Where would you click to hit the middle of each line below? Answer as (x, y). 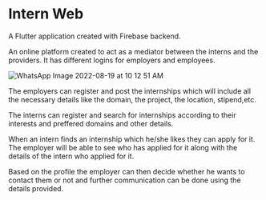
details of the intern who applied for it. (71, 156)
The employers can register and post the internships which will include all (129, 91)
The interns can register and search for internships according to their (122, 115)
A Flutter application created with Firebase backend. (95, 36)
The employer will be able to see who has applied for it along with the (123, 147)
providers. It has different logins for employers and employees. (112, 60)
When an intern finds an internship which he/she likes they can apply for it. (132, 139)
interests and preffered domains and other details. (91, 123)
